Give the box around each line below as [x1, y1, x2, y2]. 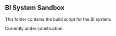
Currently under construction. [5, 26, 64, 31]
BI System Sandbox [5, 4, 65, 12]
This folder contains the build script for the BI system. [5, 16, 112, 22]
